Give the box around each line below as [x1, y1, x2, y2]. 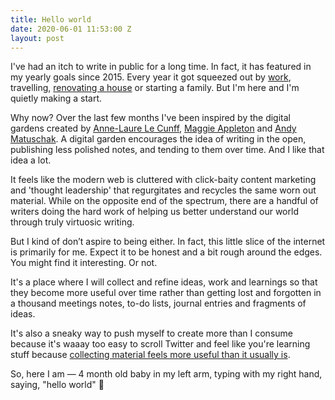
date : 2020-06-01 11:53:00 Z [10, 24, 132, 34]
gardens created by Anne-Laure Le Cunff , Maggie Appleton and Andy [10, 122, 297, 135]
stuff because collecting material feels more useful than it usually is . [10, 349, 291, 361]
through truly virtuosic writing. [10, 216, 135, 228]
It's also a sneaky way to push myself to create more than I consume [10, 327, 293, 340]
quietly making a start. [10, 92, 103, 105]
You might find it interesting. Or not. [10, 257, 158, 269]
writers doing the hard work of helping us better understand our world [10, 206, 299, 218]
